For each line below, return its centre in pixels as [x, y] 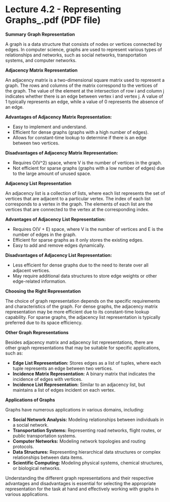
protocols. [23, 447]
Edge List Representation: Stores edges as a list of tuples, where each [87, 363]
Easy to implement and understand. [50, 127]
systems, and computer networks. [41, 60]
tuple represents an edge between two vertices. [63, 368]
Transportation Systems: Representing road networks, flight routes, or [87, 430]
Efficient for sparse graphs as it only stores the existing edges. [78, 240]
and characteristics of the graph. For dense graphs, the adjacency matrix [82, 306]
